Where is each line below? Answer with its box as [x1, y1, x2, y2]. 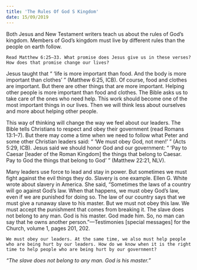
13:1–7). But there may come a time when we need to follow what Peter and [6, 131, 189, 139]
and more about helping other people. [6, 108, 98, 115]
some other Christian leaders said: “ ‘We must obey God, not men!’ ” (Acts [6, 138, 186, 145]
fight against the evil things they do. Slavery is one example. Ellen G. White [6, 174, 188, 181]
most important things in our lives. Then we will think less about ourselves [6, 101, 186, 108]
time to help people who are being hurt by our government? [6, 246, 157, 252]
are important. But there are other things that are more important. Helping [6, 82, 185, 89]
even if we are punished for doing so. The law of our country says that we [6, 193, 186, 200]
